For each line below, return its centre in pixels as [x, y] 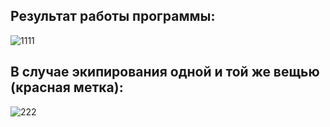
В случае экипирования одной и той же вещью [165, 72]
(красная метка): [67, 87]
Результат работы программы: [113, 16]
